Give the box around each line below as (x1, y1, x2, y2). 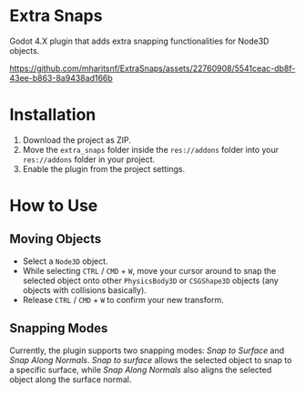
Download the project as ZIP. (22, 134, 132, 146)
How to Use (9, 196, 98, 217)
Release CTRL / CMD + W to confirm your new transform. (22, 294, 225, 305)
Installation (9, 105, 97, 126)
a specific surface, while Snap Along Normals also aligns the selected (9, 364, 272, 375)
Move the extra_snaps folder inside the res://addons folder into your (22, 144, 280, 155)
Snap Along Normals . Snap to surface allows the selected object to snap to (9, 354, 292, 365)
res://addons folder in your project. (22, 154, 156, 165)
